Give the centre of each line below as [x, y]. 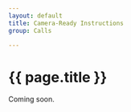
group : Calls [30, 30]
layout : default [35, 16]
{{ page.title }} [58, 77]
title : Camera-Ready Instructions [66, 23]
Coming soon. [31, 99]
